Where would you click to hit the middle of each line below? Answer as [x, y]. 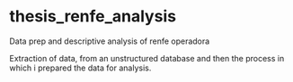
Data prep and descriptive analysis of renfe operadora [110, 41]
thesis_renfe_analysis [93, 16]
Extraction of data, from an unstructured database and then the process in [147, 58]
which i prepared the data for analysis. [80, 68]
